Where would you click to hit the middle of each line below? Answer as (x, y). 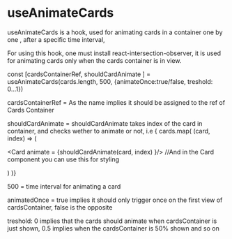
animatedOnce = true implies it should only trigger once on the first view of (115, 200)
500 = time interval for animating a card (64, 186)
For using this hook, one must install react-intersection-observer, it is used (114, 53)
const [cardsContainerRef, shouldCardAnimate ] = (79, 74)
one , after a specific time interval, (56, 39)
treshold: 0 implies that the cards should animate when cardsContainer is (112, 221)
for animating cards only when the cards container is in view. (94, 60)
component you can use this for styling (63, 159)
